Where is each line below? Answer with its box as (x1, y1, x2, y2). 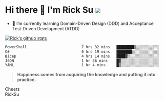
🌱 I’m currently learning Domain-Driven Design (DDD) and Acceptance (12, 20, 154, 26)
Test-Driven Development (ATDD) (12, 25, 80, 31)
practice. (17, 77, 36, 82)
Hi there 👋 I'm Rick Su (5, 4, 94, 16)
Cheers (5, 86, 20, 92)
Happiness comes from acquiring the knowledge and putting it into (17, 72, 156, 78)
